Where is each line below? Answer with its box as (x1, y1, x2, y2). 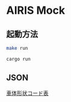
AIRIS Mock (6, 4, 65, 17)
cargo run (6, 56, 31, 62)
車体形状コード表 (6, 89, 49, 97)
